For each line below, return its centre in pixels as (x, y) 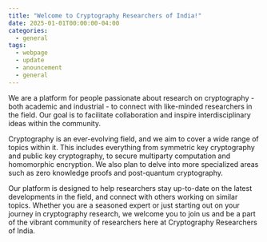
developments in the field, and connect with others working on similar (123, 196)
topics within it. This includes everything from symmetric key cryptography (132, 147)
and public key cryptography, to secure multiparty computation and (120, 156)
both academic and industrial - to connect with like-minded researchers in (130, 106)
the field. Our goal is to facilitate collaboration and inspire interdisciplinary (130, 115)
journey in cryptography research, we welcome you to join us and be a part (132, 213)
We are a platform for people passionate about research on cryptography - (131, 97)
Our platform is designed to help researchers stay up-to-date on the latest (130, 188)
